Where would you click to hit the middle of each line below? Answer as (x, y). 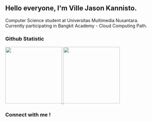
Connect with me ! (28, 115)
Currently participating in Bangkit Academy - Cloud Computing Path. (76, 26)
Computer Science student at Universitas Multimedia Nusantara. (72, 20)
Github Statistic (25, 39)
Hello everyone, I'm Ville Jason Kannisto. (71, 8)
